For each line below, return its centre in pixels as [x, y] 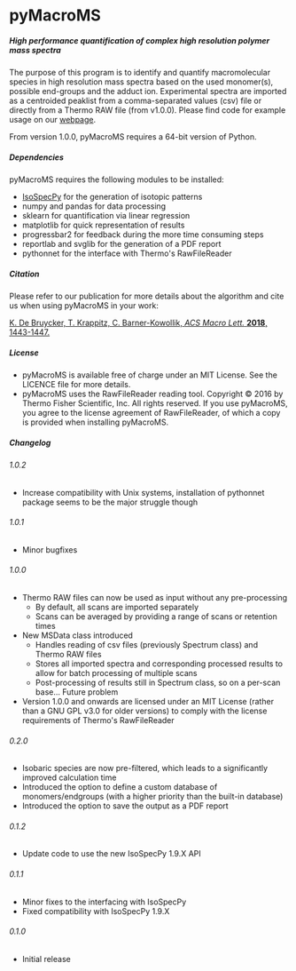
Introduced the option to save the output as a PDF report [125, 806]
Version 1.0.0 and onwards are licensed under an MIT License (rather [148, 702]
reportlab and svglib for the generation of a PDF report [121, 244]
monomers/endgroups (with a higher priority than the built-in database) [152, 797]
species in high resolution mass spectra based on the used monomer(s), [141, 82]
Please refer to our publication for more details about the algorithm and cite [147, 296]
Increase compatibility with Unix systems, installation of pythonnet [143, 492]
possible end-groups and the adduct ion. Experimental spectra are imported [148, 92]
